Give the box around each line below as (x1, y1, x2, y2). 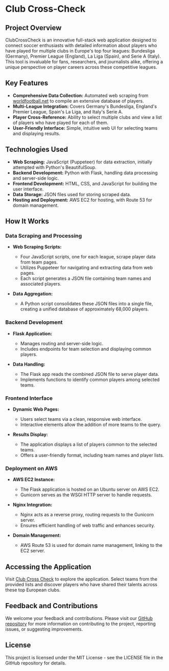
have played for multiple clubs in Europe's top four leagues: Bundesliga (5, 48, 155, 54)
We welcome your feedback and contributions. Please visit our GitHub (5, 615, 153, 621)
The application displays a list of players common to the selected (20, 441, 157, 447)
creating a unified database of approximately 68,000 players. (20, 306, 149, 312)
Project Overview (5, 23, 62, 32)
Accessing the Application (5, 562, 91, 571)
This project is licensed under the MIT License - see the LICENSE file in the (5, 654, 163, 660)
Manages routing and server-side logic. (20, 340, 104, 346)
